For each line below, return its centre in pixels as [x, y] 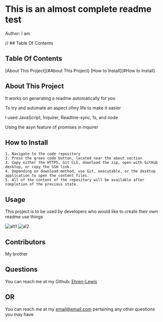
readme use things [24, 217]
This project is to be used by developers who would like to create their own [81, 211]
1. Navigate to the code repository [43, 154]
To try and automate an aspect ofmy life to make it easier [63, 108]
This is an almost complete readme [78, 9]
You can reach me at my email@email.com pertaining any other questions [80, 309]
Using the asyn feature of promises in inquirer [52, 127]
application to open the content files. [47, 176]
